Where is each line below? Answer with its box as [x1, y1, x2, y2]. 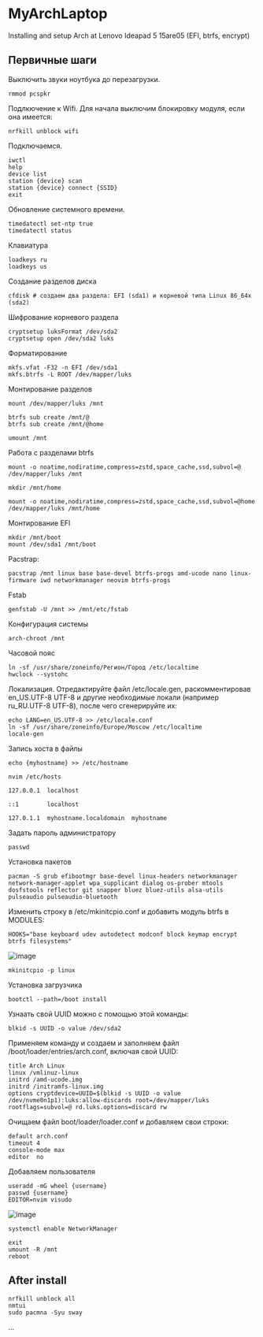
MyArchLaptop [8, 5, 108, 23]
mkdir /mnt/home [8, 484, 61, 492]
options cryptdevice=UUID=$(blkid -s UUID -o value [8, 1089, 181, 1097]
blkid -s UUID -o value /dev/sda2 [8, 1024, 122, 1032]
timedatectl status [8, 226, 72, 235]
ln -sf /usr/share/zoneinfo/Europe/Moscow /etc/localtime [8, 722, 202, 731]
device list [8, 170, 47, 178]
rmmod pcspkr [8, 90, 51, 98]
